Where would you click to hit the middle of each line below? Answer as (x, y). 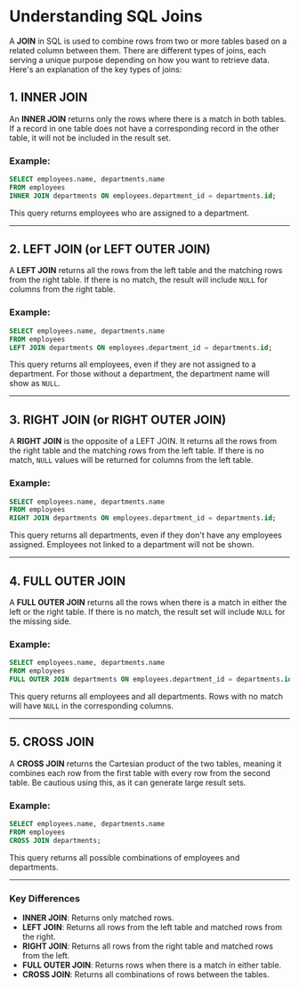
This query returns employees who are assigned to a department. (129, 213)
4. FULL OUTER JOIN (68, 581)
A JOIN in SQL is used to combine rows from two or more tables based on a (148, 41)
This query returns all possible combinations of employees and (125, 857)
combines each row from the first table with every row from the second (140, 773)
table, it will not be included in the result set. (90, 138)
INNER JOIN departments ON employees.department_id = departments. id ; (143, 196)
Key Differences (44, 898)
